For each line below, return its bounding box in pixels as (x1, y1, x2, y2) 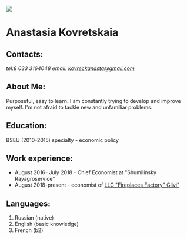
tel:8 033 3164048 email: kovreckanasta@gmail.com (6, 65, 135, 72)
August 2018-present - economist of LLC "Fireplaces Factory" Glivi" (14, 181, 180, 188)
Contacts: (6, 49, 44, 59)
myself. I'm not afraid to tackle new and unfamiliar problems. (6, 104, 153, 111)
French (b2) (14, 227, 44, 234)
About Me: (6, 82, 46, 92)
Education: (6, 121, 47, 131)
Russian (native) (14, 214, 54, 221)
